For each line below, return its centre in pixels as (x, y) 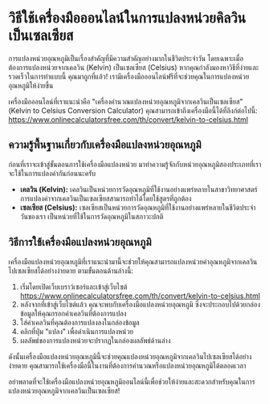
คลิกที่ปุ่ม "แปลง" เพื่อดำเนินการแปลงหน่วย (77, 331)
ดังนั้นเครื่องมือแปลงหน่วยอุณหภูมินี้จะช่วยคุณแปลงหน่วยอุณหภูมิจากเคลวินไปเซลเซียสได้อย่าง (130, 356)
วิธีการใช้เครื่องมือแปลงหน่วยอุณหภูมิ (80, 242)
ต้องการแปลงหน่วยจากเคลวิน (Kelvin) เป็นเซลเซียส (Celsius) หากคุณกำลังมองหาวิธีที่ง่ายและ (134, 67)
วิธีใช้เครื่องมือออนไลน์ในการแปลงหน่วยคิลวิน (127, 18)
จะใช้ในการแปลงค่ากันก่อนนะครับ (52, 173)
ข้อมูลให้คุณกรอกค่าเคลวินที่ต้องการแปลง (73, 313)
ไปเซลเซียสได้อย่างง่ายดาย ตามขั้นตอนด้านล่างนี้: (71, 271)
